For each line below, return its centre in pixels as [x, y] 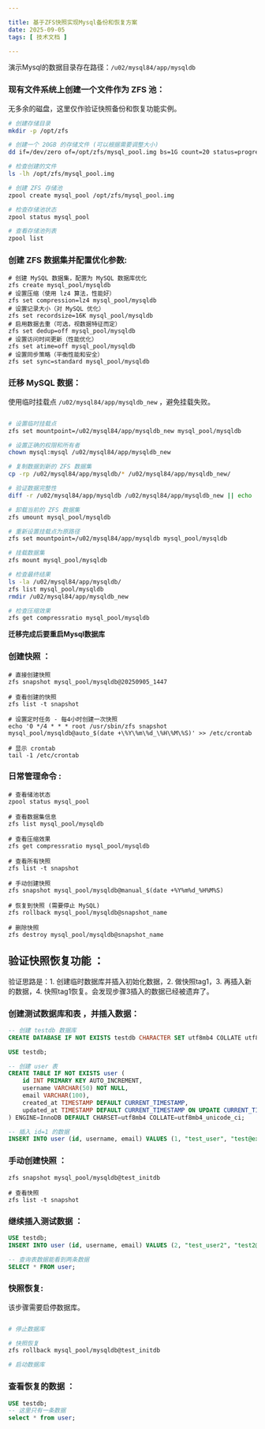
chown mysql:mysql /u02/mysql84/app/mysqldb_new [90, 453]
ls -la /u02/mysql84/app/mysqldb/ [65, 582]
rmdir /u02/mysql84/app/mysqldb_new [68, 596]
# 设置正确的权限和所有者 [44, 445]
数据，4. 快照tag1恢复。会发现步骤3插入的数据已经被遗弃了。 [114, 991]
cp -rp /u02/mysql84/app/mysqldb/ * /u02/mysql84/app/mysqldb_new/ [119, 474]
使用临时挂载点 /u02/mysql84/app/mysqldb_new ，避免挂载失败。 [112, 401]
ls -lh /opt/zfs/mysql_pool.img [61, 174]
